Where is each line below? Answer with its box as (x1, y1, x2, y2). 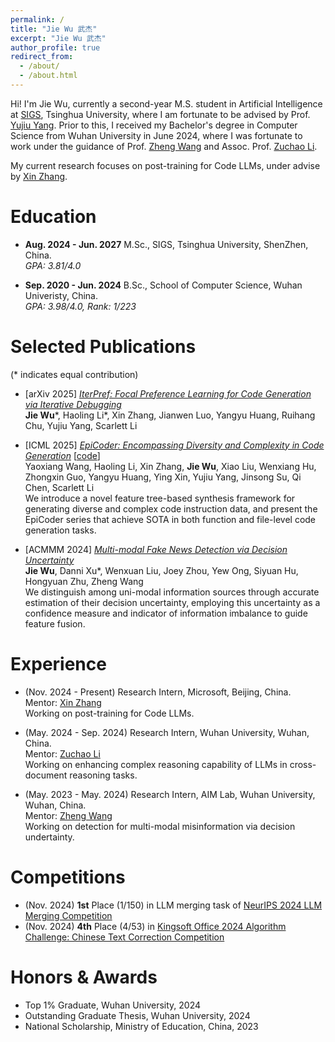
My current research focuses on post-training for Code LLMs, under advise (10, 159, 321, 171)
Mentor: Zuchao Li (24, 747, 101, 760)
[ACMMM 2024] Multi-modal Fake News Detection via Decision (24, 543, 288, 555)
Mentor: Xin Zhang (24, 696, 102, 708)
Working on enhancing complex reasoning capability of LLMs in (24, 758, 288, 770)
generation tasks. (24, 524, 97, 536)
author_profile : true (10, 42, 101, 53)
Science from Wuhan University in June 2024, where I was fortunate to (10, 129, 303, 141)
